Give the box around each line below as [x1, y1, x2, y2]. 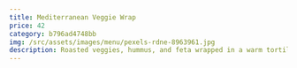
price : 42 [9, 21, 46, 30]
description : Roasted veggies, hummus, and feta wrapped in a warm [9, 46, 263, 55]
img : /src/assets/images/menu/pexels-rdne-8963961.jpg [9, 37, 216, 47]
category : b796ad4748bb [9, 29, 97, 38]
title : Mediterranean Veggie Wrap [9, 12, 137, 22]
